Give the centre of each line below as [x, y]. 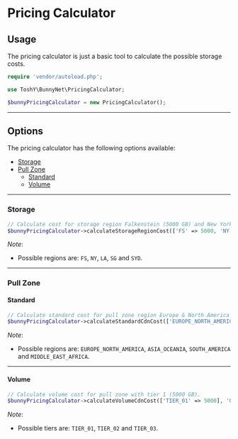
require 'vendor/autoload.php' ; [55, 77]
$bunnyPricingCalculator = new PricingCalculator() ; [87, 102]
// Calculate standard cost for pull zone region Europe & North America [119, 315]
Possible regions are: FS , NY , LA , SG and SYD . [80, 258]
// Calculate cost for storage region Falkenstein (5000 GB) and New [112, 224]
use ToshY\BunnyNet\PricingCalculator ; [66, 89]
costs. [16, 64]
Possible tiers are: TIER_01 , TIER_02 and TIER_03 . [88, 428]
